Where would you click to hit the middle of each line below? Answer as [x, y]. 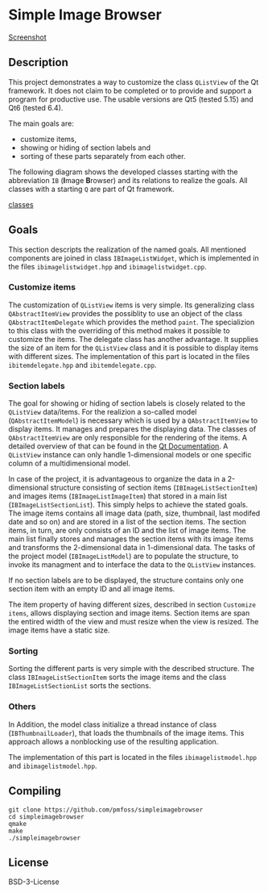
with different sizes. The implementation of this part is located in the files [129, 356]
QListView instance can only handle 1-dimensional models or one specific [130, 455]
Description [38, 63]
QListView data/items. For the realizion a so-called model [103, 412]
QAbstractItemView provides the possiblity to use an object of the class [126, 313]
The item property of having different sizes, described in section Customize [132, 605]
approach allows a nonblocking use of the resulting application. [113, 741]
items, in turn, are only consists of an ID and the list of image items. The [127, 531]
